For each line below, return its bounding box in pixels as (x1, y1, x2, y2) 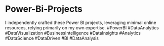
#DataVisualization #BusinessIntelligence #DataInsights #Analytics (5, 30, 141, 36)
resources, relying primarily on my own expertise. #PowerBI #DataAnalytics (5, 24, 159, 30)
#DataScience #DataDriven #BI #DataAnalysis (5, 35, 99, 41)
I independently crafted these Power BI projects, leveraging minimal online (5, 20, 157, 25)
